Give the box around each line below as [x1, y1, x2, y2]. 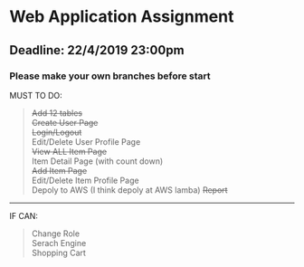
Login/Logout [31, 127, 82, 138]
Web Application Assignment [9, 6, 234, 27]
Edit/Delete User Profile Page [31, 136, 141, 147]
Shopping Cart [31, 247, 86, 258]
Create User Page [31, 117, 99, 128]
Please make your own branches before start [9, 70, 211, 82]
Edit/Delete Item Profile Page [31, 175, 139, 186]
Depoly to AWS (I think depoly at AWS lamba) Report [31, 184, 228, 195]
